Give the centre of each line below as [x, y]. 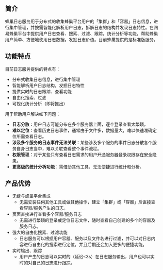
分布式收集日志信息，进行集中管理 [46, 79]
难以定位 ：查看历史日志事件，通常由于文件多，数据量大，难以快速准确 [82, 130]
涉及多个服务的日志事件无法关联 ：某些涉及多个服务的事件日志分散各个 [82, 142]
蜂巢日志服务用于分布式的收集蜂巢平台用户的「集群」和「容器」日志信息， [79, 21]
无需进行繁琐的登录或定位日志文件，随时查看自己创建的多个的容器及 [87, 220]
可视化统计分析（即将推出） [40, 103]
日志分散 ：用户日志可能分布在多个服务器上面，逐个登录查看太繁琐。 [80, 124]
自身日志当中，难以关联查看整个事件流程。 [59, 148]
